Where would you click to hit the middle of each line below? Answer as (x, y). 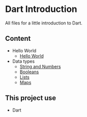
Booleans (29, 72)
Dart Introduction (41, 9)
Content (18, 39)
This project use (31, 98)
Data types (23, 61)
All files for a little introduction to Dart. (44, 23)
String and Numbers (40, 66)
